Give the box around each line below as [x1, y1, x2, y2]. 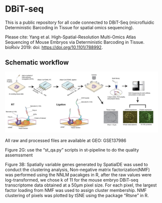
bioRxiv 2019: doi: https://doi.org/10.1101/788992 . [5, 44, 103, 50]
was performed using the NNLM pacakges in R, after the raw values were [5, 171, 152, 178]
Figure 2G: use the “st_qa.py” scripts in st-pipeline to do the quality [5, 147, 139, 152]
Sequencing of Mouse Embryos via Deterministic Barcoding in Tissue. [5, 39, 145, 45]
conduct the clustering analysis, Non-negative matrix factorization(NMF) [5, 167, 150, 172]
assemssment [5, 152, 33, 158]
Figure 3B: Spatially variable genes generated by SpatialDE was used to [5, 161, 148, 167]
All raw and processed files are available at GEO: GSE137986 [5, 137, 127, 143]
